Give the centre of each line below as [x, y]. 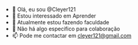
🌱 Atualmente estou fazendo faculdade [61, 22]
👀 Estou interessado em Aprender [54, 16]
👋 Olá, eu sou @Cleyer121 [44, 9]
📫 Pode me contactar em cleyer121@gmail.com [72, 36]
